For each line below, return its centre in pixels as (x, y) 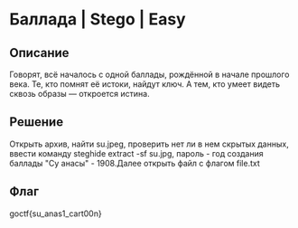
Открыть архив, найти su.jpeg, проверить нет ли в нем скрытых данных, (149, 144)
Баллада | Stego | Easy (98, 19)
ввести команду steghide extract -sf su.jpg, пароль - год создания (136, 153)
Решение (37, 122)
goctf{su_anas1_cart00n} (56, 214)
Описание (39, 53)
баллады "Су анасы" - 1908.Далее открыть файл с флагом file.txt (135, 163)
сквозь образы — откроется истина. (80, 94)
